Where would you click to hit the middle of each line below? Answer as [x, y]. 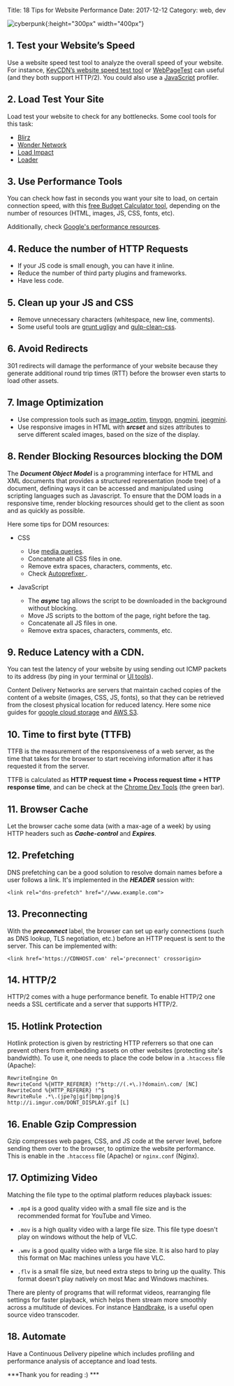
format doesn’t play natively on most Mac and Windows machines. [113, 1279]
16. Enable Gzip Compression [72, 1124]
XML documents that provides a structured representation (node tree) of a [114, 481]
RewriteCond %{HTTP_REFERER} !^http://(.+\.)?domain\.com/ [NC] [103, 1084]
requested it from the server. [48, 766]
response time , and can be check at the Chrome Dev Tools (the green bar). [116, 787]
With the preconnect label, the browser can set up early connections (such [116, 931]
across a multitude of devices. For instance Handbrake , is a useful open [111, 1307]
